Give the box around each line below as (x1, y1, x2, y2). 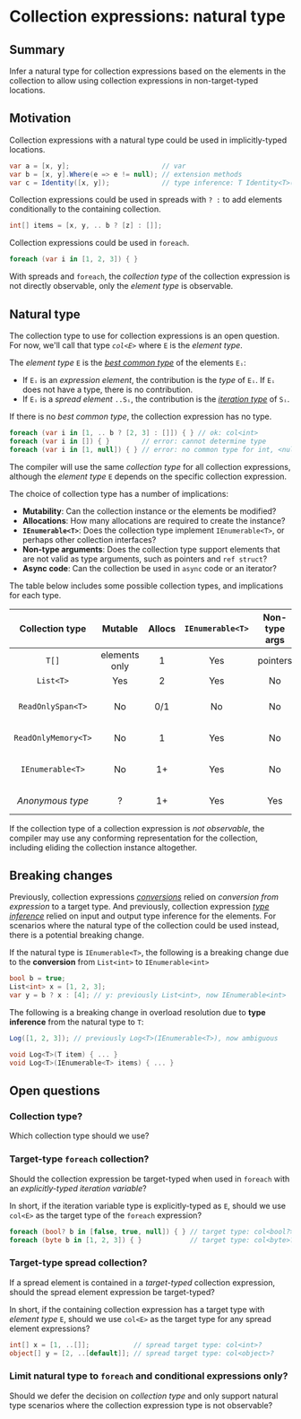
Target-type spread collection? (9, 1257, 148, 1269)
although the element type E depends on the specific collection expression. (9, 471, 288, 482)
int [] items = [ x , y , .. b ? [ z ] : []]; (9, 222, 163, 231)
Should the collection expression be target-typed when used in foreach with (9, 1173, 290, 1184)
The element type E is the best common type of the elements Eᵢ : (9, 357, 246, 368)
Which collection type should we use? (9, 1130, 150, 1141)
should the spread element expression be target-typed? (9, 1286, 215, 1297)
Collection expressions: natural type (9, 6, 286, 27)
